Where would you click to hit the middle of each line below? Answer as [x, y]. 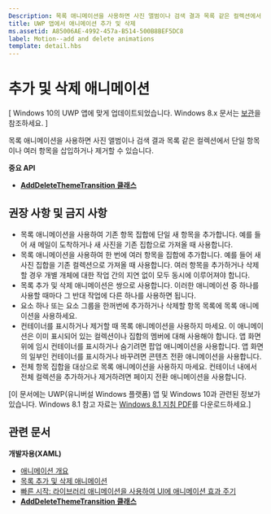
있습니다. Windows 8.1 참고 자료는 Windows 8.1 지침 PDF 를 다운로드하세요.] [130, 404]
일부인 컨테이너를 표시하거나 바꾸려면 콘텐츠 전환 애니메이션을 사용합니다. [145, 356]
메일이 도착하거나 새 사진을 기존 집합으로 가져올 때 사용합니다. [135, 244]
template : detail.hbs [45, 46]
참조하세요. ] [28, 124]
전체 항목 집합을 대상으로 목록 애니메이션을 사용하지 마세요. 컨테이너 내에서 [139, 366]
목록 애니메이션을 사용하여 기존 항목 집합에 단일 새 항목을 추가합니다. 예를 [136, 234]
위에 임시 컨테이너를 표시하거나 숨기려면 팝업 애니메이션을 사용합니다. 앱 [134, 346]
